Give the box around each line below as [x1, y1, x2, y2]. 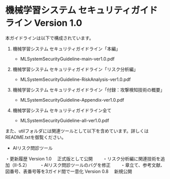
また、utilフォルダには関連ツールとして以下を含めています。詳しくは [5, 127, 149, 134]
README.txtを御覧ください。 [5, 134, 66, 140]
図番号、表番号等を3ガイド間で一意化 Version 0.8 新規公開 [5, 168, 132, 174]
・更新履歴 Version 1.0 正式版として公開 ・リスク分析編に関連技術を [5, 155, 161, 162]
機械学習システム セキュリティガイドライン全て [12, 107, 112, 113]
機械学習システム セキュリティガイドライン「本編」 [12, 46, 121, 52]
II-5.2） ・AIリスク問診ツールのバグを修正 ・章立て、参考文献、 [14, 162, 165, 168]
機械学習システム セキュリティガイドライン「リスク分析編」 [12, 66, 139, 72]
